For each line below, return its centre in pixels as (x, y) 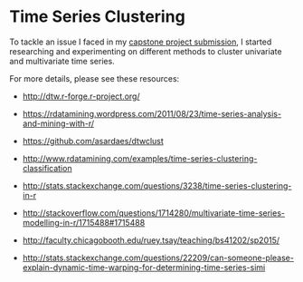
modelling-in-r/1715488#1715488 (84, 222)
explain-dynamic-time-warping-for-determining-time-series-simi (144, 267)
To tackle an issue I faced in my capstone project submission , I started (141, 42)
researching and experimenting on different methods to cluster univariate (146, 51)
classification (47, 168)
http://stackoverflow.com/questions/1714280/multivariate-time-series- (153, 213)
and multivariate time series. (62, 61)
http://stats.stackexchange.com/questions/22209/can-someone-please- (158, 258)
